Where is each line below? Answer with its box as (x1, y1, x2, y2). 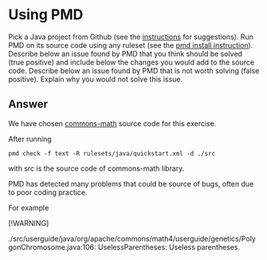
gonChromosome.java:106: (8, 242, 97, 252)
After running (8, 134, 52, 144)
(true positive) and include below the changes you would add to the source (8, 57, 255, 67)
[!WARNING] (8, 218, 49, 228)
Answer (8, 97, 49, 111)
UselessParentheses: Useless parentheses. (98, 242, 241, 252)
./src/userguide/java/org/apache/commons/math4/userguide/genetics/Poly (8, 234, 257, 243)
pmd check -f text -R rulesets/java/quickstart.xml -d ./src (8, 149, 216, 157)
